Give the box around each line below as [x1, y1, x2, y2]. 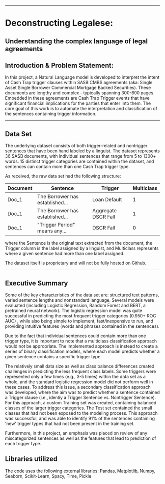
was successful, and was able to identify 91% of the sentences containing [5, 416, 155, 422]
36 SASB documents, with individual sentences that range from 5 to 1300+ [5, 153, 156, 159]
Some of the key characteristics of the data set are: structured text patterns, [5, 292, 159, 298]
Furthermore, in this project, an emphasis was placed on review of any [5, 430, 148, 436]
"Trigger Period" [37, 222, 75, 228]
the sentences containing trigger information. [5, 111, 97, 117]
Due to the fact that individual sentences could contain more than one [5, 333, 146, 339]
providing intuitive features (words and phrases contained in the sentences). [5, 323, 160, 329]
